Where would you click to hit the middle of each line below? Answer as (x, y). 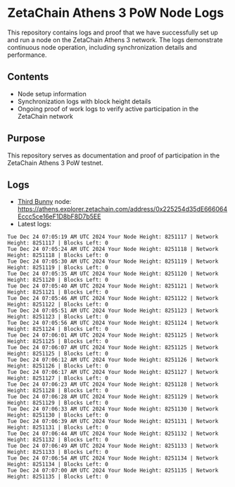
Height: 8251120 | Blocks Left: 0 (58, 280)
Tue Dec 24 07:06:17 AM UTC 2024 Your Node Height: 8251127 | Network (113, 372)
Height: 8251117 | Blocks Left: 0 (58, 243)
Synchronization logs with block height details (84, 101)
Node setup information (52, 93)
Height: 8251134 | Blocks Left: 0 (58, 465)
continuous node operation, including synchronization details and (102, 47)
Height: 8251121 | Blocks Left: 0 (58, 292)
